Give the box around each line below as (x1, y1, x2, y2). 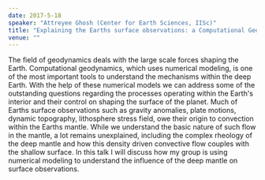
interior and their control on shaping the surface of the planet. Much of (8, 97, 238, 107)
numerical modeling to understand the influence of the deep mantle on (8, 156, 238, 166)
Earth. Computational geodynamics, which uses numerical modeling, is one (8, 64, 253, 73)
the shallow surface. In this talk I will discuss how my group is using (8, 148, 228, 157)
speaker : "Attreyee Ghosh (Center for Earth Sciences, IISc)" (8, 19, 217, 27)
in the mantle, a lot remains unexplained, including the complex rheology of (8, 131, 252, 141)
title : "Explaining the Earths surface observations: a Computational (8, 26, 245, 34)
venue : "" (8, 33, 41, 42)
